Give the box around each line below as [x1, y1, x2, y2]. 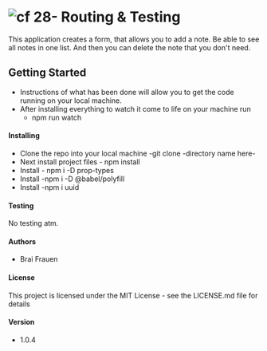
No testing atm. [8, 219, 59, 228]
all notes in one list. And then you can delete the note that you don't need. [8, 42, 251, 52]
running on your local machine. [19, 96, 122, 105]
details [8, 299, 30, 309]
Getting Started [8, 66, 87, 80]
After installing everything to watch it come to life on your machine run [19, 104, 251, 113]
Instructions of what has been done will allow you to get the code [19, 87, 234, 97]
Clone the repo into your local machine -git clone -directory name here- [19, 148, 256, 158]
